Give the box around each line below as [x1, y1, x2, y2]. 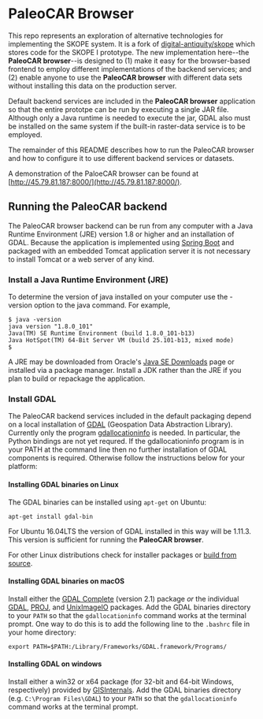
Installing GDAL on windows [8, 659, 102, 669]
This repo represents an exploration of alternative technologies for [8, 31, 224, 40]
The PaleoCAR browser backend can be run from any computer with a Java [8, 221, 254, 230]
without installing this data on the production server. [8, 80, 177, 91]
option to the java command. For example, [34, 300, 171, 310]
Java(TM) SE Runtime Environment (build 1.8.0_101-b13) [8, 330, 195, 337]
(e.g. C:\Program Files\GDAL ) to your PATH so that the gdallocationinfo [8, 693, 238, 702]
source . [8, 558, 33, 568]
